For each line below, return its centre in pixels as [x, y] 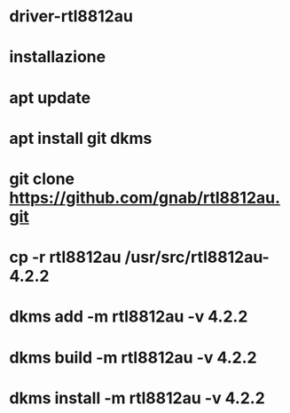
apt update [50, 97]
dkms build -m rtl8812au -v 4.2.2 [133, 357]
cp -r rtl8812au [65, 257]
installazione [58, 57]
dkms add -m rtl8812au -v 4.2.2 [129, 317]
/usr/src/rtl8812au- [197, 257]
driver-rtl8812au [71, 16]
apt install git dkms [81, 138]
